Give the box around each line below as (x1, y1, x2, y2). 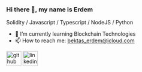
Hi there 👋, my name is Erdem (6, 5, 93, 14)
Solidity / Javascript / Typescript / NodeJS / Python (6, 19, 134, 26)
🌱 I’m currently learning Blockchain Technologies (14, 30, 136, 37)
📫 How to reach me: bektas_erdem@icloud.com (14, 37, 135, 44)
